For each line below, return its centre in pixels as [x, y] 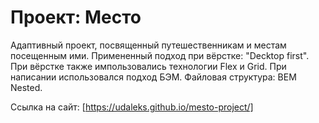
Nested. [26, 87]
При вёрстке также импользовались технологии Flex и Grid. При [148, 66]
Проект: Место [76, 17]
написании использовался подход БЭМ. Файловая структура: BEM [153, 77]
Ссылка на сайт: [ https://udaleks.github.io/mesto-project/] [132, 107]
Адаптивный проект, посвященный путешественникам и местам [148, 45]
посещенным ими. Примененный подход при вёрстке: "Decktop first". [160, 55]
